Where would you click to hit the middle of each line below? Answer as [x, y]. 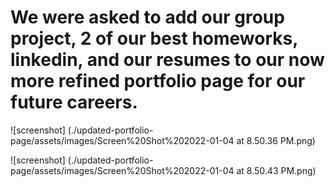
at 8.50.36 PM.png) [276, 140]
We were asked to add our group [147, 17]
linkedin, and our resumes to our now [167, 60]
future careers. [74, 102]
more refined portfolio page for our [158, 81]
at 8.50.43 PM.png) [276, 170]
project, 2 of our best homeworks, [154, 38]
